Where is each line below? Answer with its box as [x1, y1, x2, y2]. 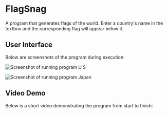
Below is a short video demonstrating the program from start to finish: [5, 102, 153, 108]
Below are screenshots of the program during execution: [5, 54, 125, 60]
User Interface [5, 41, 53, 49]
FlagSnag [5, 3, 47, 15]
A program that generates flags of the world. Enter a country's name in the [5, 20, 163, 26]
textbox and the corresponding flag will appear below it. [5, 25, 124, 31]
